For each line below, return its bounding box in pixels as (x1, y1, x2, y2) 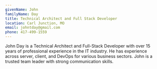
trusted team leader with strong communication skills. (5, 59, 114, 64)
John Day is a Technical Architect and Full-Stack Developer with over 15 (5, 43, 151, 49)
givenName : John (5, 7, 38, 12)
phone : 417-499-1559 (5, 30, 48, 34)
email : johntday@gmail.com (5, 25, 60, 30)
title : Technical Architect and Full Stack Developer (5, 16, 118, 21)
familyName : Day (5, 12, 38, 17)
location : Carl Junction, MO (5, 20, 65, 26)
